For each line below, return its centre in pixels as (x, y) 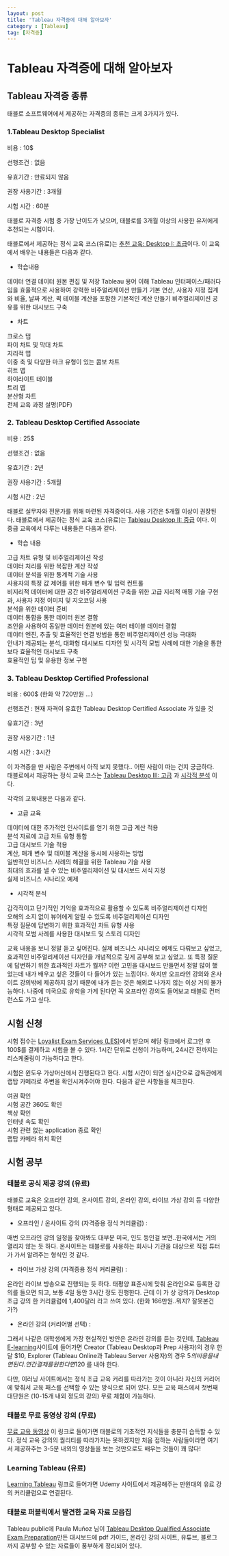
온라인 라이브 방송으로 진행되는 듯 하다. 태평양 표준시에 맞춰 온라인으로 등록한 (110, 1283)
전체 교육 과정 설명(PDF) (40, 404)
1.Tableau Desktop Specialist (56, 132)
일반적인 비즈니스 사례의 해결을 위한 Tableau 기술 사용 (79, 862)
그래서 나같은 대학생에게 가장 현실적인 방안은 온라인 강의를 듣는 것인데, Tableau (113, 1338)
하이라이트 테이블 (30, 379)
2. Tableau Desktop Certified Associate (73, 423)
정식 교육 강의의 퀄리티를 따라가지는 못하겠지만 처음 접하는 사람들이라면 (111, 1440)
